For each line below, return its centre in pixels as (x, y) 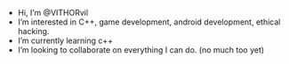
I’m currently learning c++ (65, 40)
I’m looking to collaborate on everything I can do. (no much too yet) (141, 50)
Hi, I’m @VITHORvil (53, 13)
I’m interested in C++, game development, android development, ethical (149, 22)
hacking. (33, 31)
